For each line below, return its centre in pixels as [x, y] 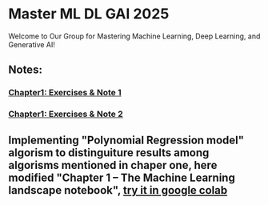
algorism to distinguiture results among [109, 153]
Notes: [25, 70]
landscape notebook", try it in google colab [118, 190]
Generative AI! [32, 44]
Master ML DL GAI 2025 [89, 14]
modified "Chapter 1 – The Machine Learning [122, 177]
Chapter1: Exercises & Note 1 [65, 93]
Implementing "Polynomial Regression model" [126, 140]
